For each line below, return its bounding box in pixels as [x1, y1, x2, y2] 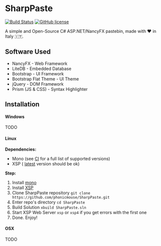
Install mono [12, 179, 37, 185]
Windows [5, 114, 25, 119]
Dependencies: [5, 146, 37, 152]
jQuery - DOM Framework [12, 81, 64, 87]
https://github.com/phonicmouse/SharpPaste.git [12, 195, 110, 200]
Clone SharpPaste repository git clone [12, 189, 90, 196]
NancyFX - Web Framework [12, 60, 68, 66]
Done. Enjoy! [12, 215, 38, 220]
